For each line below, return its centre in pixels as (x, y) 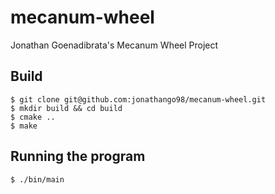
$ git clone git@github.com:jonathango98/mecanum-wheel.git (138, 99)
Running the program (78, 156)
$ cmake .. (33, 117)
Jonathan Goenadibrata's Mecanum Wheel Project (114, 45)
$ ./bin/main (37, 179)
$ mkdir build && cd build (66, 108)
